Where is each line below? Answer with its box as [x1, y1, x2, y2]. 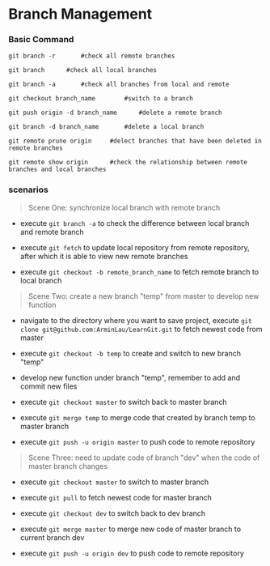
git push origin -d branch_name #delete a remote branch [8, 109, 222, 117]
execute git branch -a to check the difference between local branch [19, 218, 250, 228]
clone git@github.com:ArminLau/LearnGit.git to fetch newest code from [19, 324, 263, 334]
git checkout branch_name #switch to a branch [8, 95, 194, 103]
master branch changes [27, 461, 108, 470]
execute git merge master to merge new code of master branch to [19, 524, 241, 534]
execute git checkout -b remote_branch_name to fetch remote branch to [19, 266, 259, 276]
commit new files [19, 381, 78, 391]
